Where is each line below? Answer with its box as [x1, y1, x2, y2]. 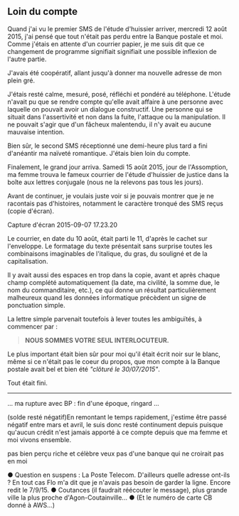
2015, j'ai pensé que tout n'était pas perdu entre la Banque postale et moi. [7, 32, 223, 41]
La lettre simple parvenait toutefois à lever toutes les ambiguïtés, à [7, 314, 202, 323]
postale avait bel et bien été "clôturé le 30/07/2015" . [7, 365, 160, 373]
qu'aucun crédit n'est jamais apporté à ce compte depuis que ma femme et [7, 428, 228, 436]
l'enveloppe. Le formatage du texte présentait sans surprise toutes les [7, 242, 213, 250]
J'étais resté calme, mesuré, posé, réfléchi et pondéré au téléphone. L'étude [7, 90, 231, 98]
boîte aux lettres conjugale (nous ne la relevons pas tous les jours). [7, 178, 204, 186]
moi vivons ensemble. [7, 435, 72, 444]
